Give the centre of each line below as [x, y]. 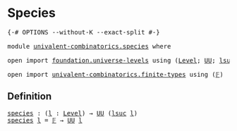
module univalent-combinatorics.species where [89, 46]
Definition [29, 96]
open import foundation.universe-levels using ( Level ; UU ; [112, 60]
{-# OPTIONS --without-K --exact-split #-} [84, 32]
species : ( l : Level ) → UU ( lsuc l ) [73, 113]
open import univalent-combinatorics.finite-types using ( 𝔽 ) [115, 74]
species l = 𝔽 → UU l [45, 120]
